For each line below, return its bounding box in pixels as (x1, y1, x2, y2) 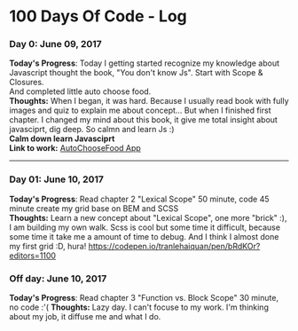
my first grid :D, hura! (9, 240, 87, 251)
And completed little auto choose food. (9, 86, 152, 97)
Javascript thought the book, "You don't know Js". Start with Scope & (9, 67, 263, 78)
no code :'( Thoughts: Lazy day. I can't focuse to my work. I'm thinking (9, 302, 269, 312)
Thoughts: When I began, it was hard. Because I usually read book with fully (9, 96, 290, 106)
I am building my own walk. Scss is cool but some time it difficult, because (9, 222, 281, 232)
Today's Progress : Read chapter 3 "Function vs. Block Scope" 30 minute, (9, 293, 279, 303)
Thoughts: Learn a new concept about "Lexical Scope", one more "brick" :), (9, 212, 287, 223)
